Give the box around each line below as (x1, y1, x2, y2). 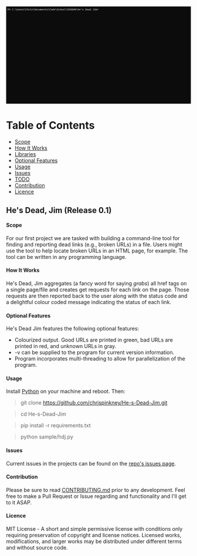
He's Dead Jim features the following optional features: (6, 325, 140, 332)
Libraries (14, 151, 36, 158)
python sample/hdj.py (20, 433, 73, 440)
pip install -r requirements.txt (20, 422, 91, 429)
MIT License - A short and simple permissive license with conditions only (6, 525, 183, 533)
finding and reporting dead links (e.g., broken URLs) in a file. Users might (6, 241, 183, 248)
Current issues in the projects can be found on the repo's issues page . (6, 460, 176, 467)
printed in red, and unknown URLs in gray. (14, 343, 116, 350)
